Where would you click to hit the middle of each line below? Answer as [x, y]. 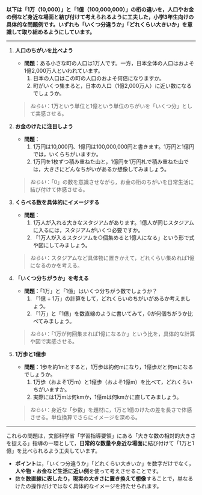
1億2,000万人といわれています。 [63, 71]
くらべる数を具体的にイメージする [57, 202]
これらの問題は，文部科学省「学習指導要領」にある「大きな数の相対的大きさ [101, 436]
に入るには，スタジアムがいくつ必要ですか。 [88, 230]
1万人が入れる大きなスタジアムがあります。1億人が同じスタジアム [113, 223]
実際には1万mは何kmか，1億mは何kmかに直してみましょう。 [107, 397]
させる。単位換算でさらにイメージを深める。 [85, 417]
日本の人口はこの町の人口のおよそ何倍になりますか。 [99, 78]
